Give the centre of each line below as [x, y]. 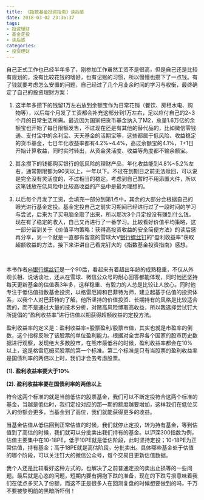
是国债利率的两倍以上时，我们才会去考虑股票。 [65, 358]
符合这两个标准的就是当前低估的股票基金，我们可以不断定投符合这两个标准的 [102, 397]
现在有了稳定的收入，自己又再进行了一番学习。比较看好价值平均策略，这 [105, 221]
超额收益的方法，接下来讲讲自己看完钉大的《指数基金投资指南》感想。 [103, 245]
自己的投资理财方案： [43, 92]
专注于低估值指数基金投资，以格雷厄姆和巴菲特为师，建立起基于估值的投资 [99, 292]
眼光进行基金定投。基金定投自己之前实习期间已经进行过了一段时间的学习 [105, 206]
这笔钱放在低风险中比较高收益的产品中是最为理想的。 [82, 186]
